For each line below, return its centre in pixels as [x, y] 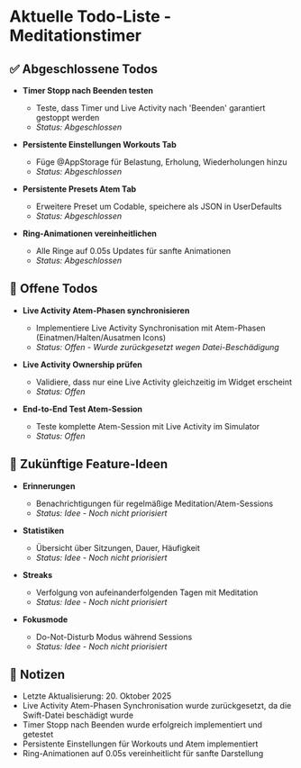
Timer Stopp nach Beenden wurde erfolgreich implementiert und [142, 725]
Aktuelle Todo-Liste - [91, 17]
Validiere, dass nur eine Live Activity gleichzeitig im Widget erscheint [164, 382]
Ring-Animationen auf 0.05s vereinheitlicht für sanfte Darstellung [143, 754]
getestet [38, 735]
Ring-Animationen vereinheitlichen [90, 233]
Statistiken [43, 530]
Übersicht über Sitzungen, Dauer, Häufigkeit [118, 547]
